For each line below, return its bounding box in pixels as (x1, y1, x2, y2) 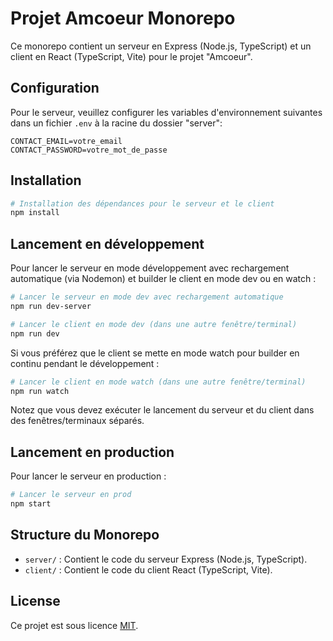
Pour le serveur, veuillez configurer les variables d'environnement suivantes (10, 106, 323, 118)
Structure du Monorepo (10, 527, 160, 544)
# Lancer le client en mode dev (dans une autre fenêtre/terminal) (10, 319, 298, 329)
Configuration (10, 80, 100, 97)
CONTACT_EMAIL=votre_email (10, 136, 123, 146)
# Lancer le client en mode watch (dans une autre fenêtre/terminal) (10, 377, 307, 387)
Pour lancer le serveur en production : (10, 470, 167, 482)
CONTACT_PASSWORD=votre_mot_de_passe (10, 145, 168, 155)
